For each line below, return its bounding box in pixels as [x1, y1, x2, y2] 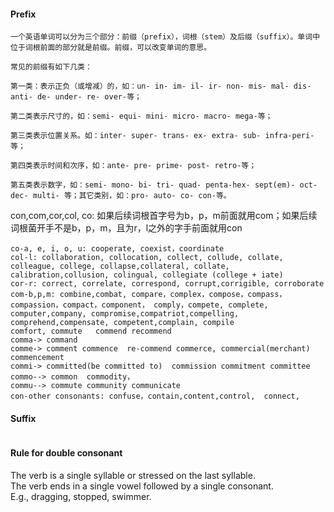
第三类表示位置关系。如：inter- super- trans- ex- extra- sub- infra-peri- [10, 131, 315, 141]
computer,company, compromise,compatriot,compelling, [10, 309, 240, 319]
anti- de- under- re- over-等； [10, 92, 142, 102]
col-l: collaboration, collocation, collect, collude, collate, [10, 253, 284, 263]
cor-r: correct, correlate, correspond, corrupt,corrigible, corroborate [10, 279, 325, 289]
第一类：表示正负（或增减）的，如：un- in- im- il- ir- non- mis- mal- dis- [10, 81, 312, 92]
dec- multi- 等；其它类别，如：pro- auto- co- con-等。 [10, 191, 232, 201]
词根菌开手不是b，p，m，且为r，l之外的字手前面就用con [10, 222, 243, 234]
